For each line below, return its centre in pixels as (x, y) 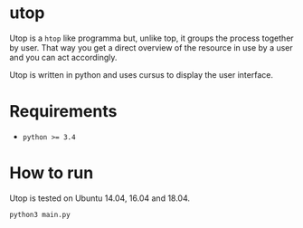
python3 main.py (40, 214)
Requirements (63, 112)
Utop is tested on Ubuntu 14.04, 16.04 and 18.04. (100, 198)
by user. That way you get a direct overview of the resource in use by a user (151, 47)
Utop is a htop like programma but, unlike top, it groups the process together (151, 38)
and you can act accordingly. (63, 57)
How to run (52, 173)
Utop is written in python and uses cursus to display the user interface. (142, 74)
